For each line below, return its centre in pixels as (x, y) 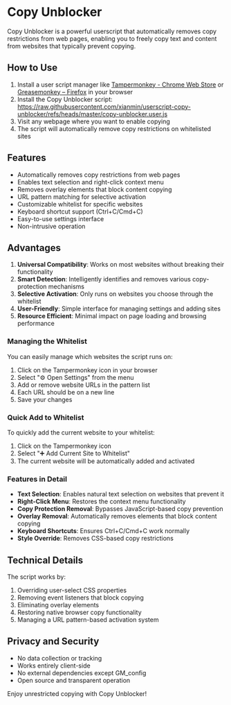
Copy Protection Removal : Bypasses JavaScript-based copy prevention (120, 509)
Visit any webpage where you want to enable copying (94, 121)
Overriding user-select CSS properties (72, 591)
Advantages (34, 248)
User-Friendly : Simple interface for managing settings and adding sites (119, 308)
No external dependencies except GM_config (82, 672)
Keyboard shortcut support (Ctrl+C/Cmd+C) (80, 211)
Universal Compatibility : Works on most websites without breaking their (121, 265)
